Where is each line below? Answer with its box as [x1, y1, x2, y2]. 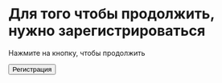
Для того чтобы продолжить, [8, 5, 215, 23]
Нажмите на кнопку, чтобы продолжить [8, 48, 146, 57]
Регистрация [12, 65, 52, 73]
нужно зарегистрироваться [8, 22, 206, 40]
